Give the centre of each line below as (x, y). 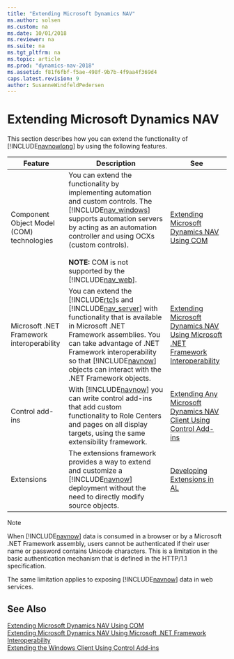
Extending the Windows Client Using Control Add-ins (83, 648)
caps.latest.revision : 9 (43, 78)
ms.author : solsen (34, 20)
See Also (27, 608)
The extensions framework (112, 453)
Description (116, 163)
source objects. (94, 506)
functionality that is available (115, 317)
